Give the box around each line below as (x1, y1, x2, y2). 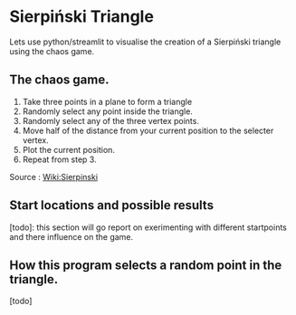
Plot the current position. (22, 144, 116, 155)
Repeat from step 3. (22, 154, 97, 165)
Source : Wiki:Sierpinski (9, 171, 98, 182)
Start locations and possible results (9, 197, 215, 214)
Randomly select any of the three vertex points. (22, 115, 199, 126)
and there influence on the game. (9, 231, 134, 242)
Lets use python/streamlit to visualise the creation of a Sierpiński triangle (9, 36, 282, 47)
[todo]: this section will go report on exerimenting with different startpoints (9, 222, 287, 233)
